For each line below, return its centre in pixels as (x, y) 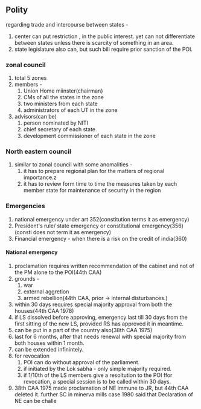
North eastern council (39, 152)
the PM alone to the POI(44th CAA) (58, 272)
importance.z (40, 177)
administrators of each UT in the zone (71, 110)
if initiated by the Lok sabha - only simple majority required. (97, 368)
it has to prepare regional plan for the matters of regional (94, 171)
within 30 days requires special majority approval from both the (93, 304)
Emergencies (26, 206)
